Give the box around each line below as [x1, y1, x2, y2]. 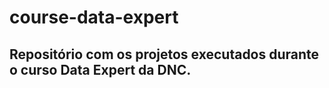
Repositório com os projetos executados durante [9, 46, 320, 63]
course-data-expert [9, 6, 179, 29]
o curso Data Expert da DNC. [9, 61, 192, 78]
